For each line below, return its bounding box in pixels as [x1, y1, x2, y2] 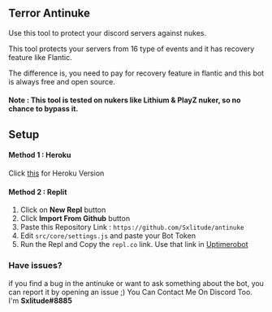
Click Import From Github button [19, 214, 131, 223]
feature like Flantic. [8, 52, 72, 62]
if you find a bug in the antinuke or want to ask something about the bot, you [8, 278, 264, 288]
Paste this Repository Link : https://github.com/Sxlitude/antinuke [19, 223, 244, 232]
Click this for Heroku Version [8, 168, 105, 178]
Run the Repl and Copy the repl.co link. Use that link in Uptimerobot [19, 240, 249, 249]
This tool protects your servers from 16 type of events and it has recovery [8, 44, 255, 54]
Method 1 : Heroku [8, 150, 71, 160]
